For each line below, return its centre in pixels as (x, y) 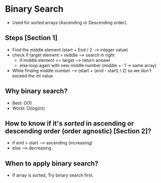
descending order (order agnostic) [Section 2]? (78, 131)
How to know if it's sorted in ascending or (70, 123)
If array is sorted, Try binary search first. (53, 175)
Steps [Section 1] (31, 38)
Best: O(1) (22, 103)
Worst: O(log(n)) (29, 108)
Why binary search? (36, 91)
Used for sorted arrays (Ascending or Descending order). (70, 23)
